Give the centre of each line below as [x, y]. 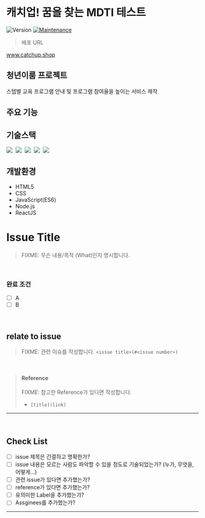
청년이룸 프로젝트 [37, 75]
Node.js [25, 206]
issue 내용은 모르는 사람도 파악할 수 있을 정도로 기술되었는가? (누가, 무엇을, [104, 464]
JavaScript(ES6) [36, 200]
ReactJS [26, 213]
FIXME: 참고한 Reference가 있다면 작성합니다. [77, 392]
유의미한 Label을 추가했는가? [49, 495]
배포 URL [32, 42]
